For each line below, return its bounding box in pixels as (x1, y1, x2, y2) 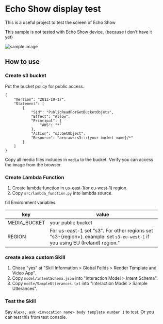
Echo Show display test (5, 3, 101, 15)
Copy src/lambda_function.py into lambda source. (12, 190, 113, 196)
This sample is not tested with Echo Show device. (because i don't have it (5, 29, 152, 35)
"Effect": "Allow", (31, 114, 70, 119)
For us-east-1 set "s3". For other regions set (49, 227, 153, 234)
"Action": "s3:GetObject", (31, 131, 86, 136)
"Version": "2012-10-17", (14, 97, 66, 102)
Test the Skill (5, 298, 36, 305)
